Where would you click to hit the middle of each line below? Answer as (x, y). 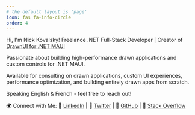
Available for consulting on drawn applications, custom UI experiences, (94, 76)
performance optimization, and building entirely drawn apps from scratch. (98, 82)
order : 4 (17, 23)
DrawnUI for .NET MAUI (36, 46)
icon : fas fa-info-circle (39, 17)
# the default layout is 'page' (47, 12)
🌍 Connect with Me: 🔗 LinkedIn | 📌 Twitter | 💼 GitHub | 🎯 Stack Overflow (96, 106)
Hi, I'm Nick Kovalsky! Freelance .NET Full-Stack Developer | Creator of (94, 40)
